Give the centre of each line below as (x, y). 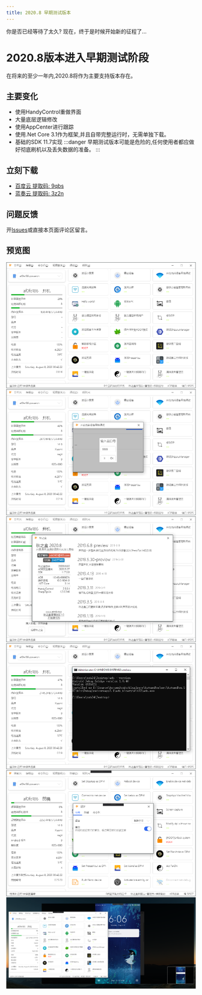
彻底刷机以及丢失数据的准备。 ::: (60, 150)
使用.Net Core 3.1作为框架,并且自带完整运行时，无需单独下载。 (92, 135)
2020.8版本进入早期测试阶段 (78, 58)
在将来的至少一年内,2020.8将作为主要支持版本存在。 (71, 76)
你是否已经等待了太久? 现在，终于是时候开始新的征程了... (77, 31)
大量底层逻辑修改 (36, 120)
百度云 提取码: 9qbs (39, 186)
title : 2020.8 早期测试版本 (38, 13)
